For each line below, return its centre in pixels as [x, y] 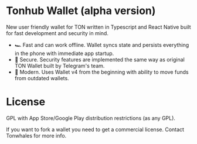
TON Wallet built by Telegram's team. [60, 66]
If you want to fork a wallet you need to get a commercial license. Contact [95, 129]
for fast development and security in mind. [57, 33]
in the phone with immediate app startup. [64, 53]
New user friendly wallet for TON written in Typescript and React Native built [99, 27]
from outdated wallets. [42, 78]
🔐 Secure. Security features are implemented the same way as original [99, 59]
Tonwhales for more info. [36, 135]
